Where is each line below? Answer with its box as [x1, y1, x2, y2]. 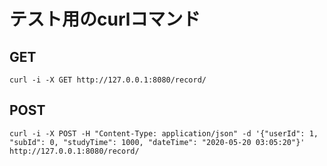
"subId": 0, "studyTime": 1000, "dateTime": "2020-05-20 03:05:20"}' [9, 137, 306, 147]
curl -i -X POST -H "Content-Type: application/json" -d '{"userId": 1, [9, 128, 319, 139]
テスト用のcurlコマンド [9, 8, 201, 31]
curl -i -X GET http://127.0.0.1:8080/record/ [9, 75, 207, 85]
